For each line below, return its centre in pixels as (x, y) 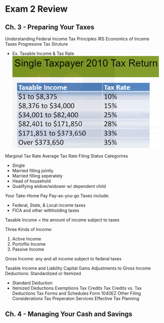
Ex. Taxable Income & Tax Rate (43, 53)
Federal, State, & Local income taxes (49, 205)
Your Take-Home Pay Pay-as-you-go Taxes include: (57, 196)
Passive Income (28, 249)
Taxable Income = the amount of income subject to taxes (62, 220)
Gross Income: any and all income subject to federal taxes (63, 259)
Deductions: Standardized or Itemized (43, 274)
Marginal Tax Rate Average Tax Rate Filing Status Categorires (67, 156)
